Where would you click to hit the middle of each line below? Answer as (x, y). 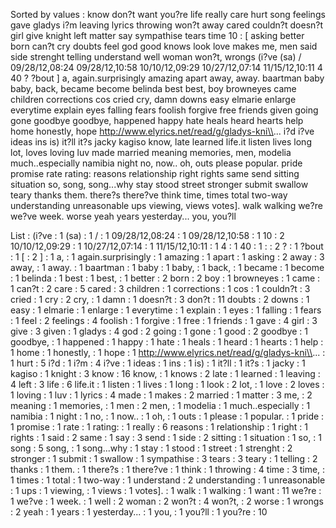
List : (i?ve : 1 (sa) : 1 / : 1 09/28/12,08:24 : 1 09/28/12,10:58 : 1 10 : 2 (147, 235)
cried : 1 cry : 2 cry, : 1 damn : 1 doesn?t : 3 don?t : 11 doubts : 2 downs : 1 (160, 299)
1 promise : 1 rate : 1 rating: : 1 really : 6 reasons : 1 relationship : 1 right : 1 (159, 427)
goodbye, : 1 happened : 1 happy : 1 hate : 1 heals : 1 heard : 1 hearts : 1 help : (167, 342)
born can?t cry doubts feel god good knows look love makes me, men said (164, 46)
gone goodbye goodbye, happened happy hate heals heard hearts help (157, 120)
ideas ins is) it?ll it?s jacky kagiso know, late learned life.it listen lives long (161, 142)
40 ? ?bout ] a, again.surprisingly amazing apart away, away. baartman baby (167, 78)
